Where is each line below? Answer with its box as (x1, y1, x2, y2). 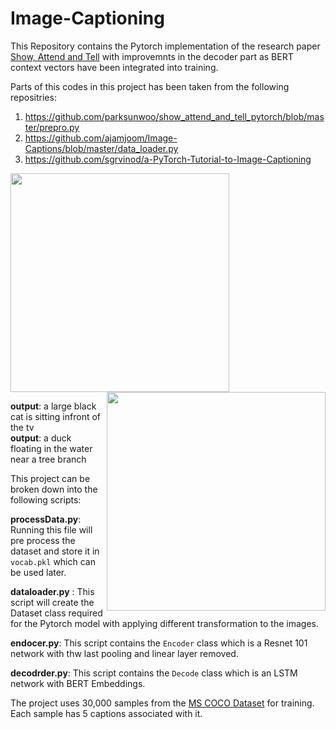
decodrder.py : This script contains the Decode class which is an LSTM (10, 667, 298, 679)
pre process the (10, 534, 76, 546)
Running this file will (10, 523, 93, 536)
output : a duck (10, 432, 72, 444)
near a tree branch (10, 453, 87, 465)
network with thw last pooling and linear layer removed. (10, 647, 239, 659)
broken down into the (10, 483, 98, 495)
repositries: (10, 91, 57, 103)
